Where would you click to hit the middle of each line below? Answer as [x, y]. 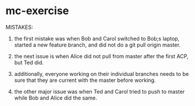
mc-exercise [37, 11]
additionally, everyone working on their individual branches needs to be [101, 74]
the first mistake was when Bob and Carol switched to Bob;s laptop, [97, 38]
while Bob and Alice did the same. [55, 98]
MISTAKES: [19, 27]
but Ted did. [29, 62]
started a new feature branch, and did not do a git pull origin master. [97, 45]
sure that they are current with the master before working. [85, 80]
